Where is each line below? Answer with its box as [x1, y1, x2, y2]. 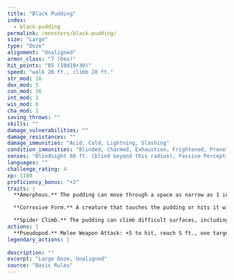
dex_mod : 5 [7, 81, 39, 88]
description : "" [7, 249, 54, 256]
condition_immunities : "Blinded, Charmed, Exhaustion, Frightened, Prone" [7, 146, 229, 153]
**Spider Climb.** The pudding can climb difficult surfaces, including [13, 217, 229, 224]
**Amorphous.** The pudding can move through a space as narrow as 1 [13, 192, 219, 199]
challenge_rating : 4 [7, 165, 68, 173]
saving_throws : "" [7, 114, 61, 120]
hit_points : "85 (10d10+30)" [7, 62, 92, 69]
